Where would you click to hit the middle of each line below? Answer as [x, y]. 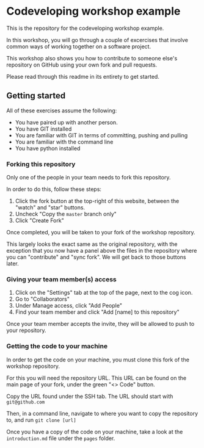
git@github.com [26, 402]
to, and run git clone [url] [41, 420]
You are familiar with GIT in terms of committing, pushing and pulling [101, 135]
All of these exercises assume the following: [62, 110]
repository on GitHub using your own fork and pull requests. [82, 65]
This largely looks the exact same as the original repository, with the [92, 244]
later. [13, 264]
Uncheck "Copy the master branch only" [66, 214]
